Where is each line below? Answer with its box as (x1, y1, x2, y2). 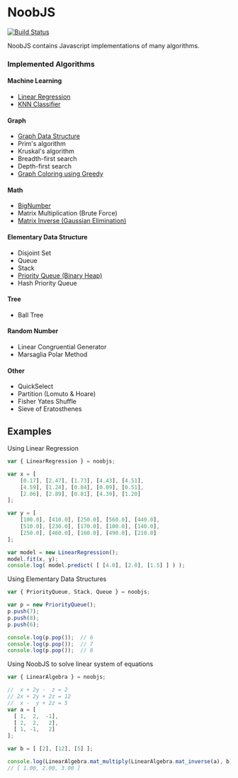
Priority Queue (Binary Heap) (17, 271, 103, 280)
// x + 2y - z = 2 (7, 687, 69, 694)
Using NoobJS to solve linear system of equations (7, 660, 154, 668)
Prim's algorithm (17, 140, 66, 148)
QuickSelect (17, 382, 54, 390)
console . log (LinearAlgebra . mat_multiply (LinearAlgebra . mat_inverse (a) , (7, 758, 223, 765)
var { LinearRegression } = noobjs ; (7, 458, 115, 465)
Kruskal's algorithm (17, 147, 74, 156)
